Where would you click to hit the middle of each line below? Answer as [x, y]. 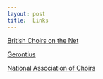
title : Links [28, 20]
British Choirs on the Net [43, 40]
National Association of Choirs [51, 68]
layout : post [26, 14]
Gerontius [22, 54]
